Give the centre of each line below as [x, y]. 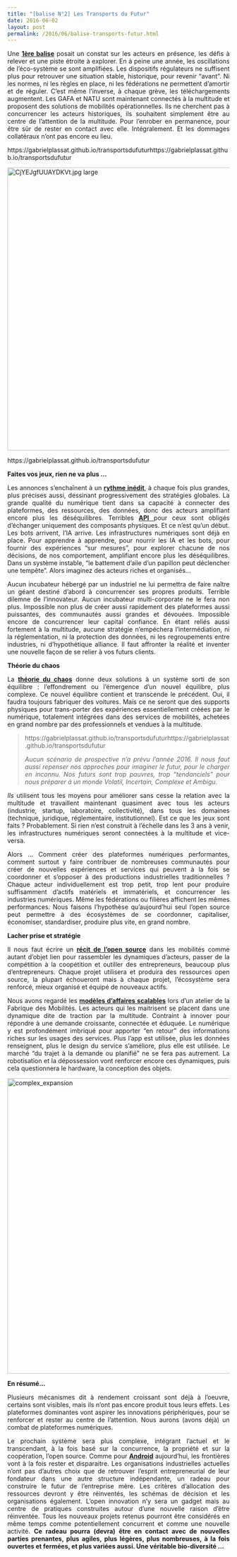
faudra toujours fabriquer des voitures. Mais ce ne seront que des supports [119, 702]
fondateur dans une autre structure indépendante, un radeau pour [119, 1478]
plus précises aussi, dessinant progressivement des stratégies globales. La [119, 495]
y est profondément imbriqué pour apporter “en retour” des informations [119, 1031]
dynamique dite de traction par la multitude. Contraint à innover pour [119, 1016]
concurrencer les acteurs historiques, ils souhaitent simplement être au [119, 114]
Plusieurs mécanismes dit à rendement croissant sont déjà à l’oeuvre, [119, 1397]
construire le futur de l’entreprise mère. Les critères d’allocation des [119, 1486]
